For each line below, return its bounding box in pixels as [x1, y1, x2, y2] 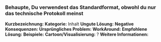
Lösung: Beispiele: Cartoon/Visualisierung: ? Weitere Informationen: [5, 31, 149, 38]
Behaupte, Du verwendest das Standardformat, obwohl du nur [5, 4, 156, 11]
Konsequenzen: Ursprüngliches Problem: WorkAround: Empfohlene [5, 26, 147, 32]
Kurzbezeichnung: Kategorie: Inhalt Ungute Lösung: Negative [5, 21, 134, 27]
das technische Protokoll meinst [5, 10, 83, 17]
